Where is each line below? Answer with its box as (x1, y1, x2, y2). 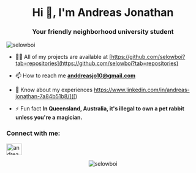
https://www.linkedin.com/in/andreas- (94, 86, 190, 94)
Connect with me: (6, 129, 61, 137)
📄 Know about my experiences (15, 86, 93, 94)
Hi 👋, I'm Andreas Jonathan (32, 6, 174, 20)
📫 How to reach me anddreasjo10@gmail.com (15, 72, 136, 79)
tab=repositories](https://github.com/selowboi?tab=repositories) (15, 60, 179, 67)
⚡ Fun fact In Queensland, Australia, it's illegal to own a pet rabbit (15, 105, 185, 112)
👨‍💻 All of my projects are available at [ (15, 53, 111, 61)
